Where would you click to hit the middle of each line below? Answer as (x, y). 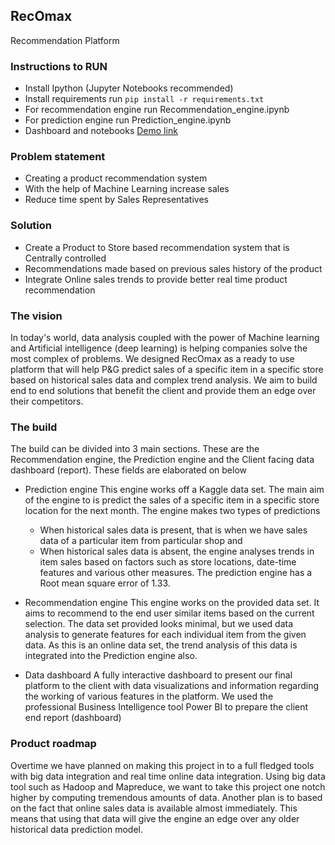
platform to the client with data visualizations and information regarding (171, 686)
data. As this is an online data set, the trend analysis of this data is (161, 645)
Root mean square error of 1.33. (105, 583)
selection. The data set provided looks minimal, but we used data (159, 624)
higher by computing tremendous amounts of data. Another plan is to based (166, 797)
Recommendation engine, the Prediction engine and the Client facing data (162, 460)
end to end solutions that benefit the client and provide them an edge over (163, 390)
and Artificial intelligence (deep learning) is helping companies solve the (159, 348)
